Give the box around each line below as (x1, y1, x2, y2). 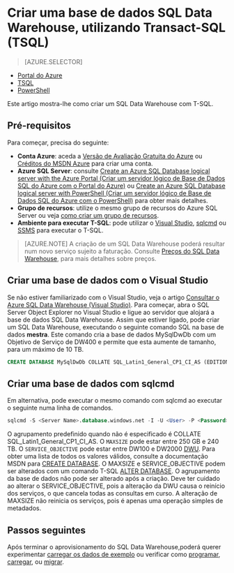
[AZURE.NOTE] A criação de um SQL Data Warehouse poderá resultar (24, 239, 225, 248)
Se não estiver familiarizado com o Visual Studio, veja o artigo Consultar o (7, 293, 220, 302)
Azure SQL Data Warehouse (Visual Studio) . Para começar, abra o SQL (7, 300, 210, 308)
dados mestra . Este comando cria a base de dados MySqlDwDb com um (7, 330, 217, 338)
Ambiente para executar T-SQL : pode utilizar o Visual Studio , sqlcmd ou (17, 218, 226, 227)
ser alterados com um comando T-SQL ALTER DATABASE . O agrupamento (7, 467, 221, 475)
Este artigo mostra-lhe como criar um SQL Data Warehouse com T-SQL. (7, 99, 214, 107)
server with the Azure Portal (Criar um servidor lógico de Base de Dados (17, 174, 226, 182)
